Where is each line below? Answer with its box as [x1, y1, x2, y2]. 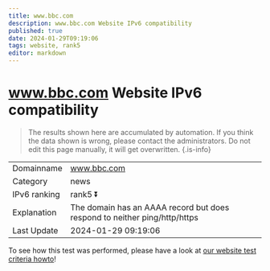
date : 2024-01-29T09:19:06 [8, 34, 99, 43]
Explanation [12, 207, 57, 218]
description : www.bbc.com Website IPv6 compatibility [8, 19, 193, 27]
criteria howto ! [8, 254, 56, 264]
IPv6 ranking [12, 188, 60, 199]
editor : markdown [8, 49, 67, 57]
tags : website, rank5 [8, 42, 81, 50]
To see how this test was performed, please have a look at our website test [8, 245, 257, 255]
